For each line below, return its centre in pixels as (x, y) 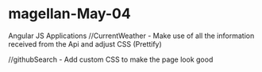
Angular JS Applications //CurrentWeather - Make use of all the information (131, 36)
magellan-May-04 (69, 14)
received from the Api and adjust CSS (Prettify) (85, 44)
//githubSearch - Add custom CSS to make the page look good (111, 59)
